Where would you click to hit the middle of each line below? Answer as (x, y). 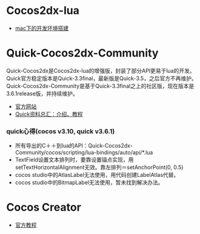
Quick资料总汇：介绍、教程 (49, 114)
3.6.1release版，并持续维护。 (42, 93)
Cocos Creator (44, 208)
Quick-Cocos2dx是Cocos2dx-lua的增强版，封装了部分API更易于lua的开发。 (101, 71)
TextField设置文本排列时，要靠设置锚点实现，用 (74, 160)
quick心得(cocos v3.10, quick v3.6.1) (61, 131)
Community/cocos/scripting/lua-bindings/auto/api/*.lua (84, 153)
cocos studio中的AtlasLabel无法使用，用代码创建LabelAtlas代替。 (97, 175)
